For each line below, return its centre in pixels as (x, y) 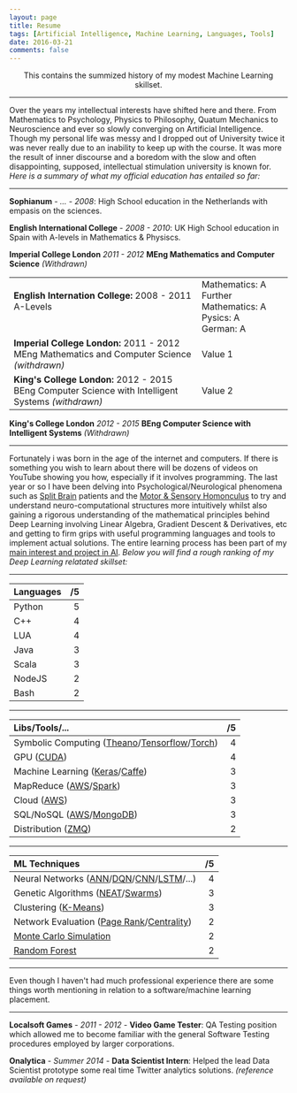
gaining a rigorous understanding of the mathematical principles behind (140, 515)
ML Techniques (47, 864)
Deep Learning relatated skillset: (69, 562)
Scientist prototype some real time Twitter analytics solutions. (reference (141, 1070)
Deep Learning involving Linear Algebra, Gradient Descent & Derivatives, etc (148, 524)
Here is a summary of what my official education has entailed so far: (135, 176)
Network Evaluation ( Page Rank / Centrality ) (103, 922)
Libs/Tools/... (42, 728)
